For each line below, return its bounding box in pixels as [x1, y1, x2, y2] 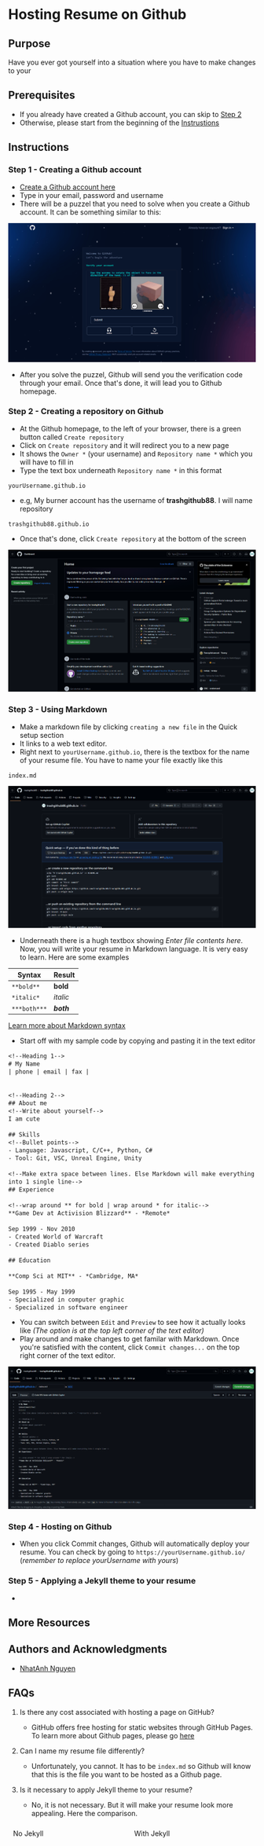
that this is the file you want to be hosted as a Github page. [31, 1770, 222, 1779]
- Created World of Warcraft [8, 1233, 104, 1241]
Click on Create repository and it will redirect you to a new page [19, 440, 229, 450]
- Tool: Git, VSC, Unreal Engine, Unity [8, 1154, 143, 1162]
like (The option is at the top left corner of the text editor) [19, 1326, 204, 1335]
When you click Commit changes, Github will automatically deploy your [19, 1539, 250, 1549]
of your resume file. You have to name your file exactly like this [19, 755, 223, 765]
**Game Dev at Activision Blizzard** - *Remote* [8, 1209, 170, 1217]
